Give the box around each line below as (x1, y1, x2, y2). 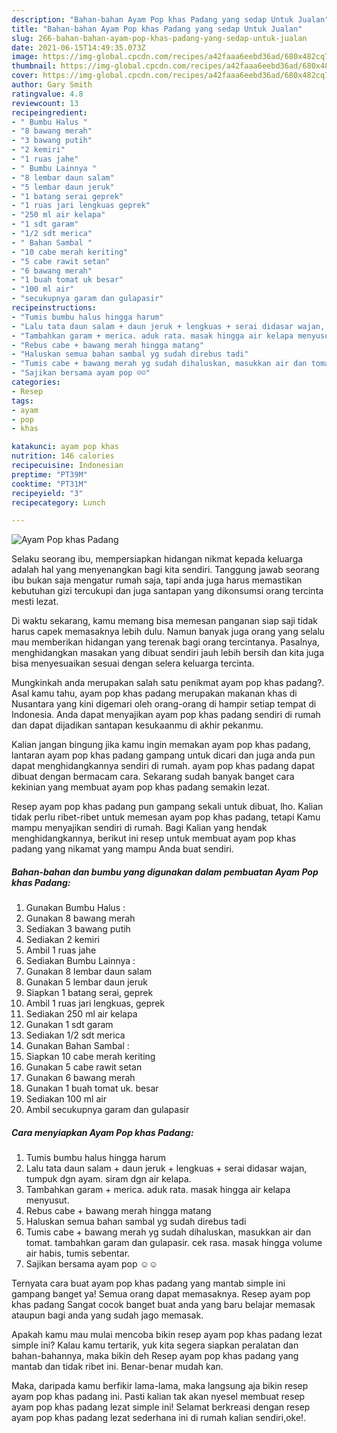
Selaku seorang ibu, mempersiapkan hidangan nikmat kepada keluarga (11, 553, 304, 565)
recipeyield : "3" (11, 488, 84, 498)
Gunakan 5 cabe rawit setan (25, 1061, 143, 1073)
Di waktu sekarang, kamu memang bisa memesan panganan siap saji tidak (11, 615, 318, 627)
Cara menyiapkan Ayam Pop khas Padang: (11, 1126, 194, 1138)
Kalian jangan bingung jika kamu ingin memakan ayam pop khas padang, (11, 739, 311, 751)
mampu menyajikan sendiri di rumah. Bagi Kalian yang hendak (11, 822, 268, 834)
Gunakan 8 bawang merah (25, 912, 136, 925)
